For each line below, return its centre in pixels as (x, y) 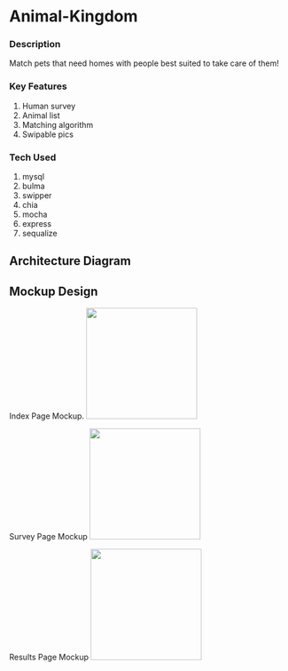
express (36, 224)
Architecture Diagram (70, 261)
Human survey (49, 106)
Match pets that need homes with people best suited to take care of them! (144, 63)
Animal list (41, 115)
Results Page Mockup (49, 657)
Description (35, 44)
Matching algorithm (58, 124)
